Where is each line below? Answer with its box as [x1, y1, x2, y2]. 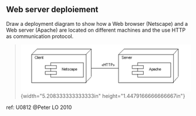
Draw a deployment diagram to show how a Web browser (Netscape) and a [6, 20, 188, 27]
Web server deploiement [6, 5, 99, 15]
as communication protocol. [6, 32, 74, 40]
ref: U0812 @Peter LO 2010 [6, 104, 72, 111]
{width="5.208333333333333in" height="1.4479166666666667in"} [20, 92, 185, 99]
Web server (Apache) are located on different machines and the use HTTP [6, 26, 186, 33]
